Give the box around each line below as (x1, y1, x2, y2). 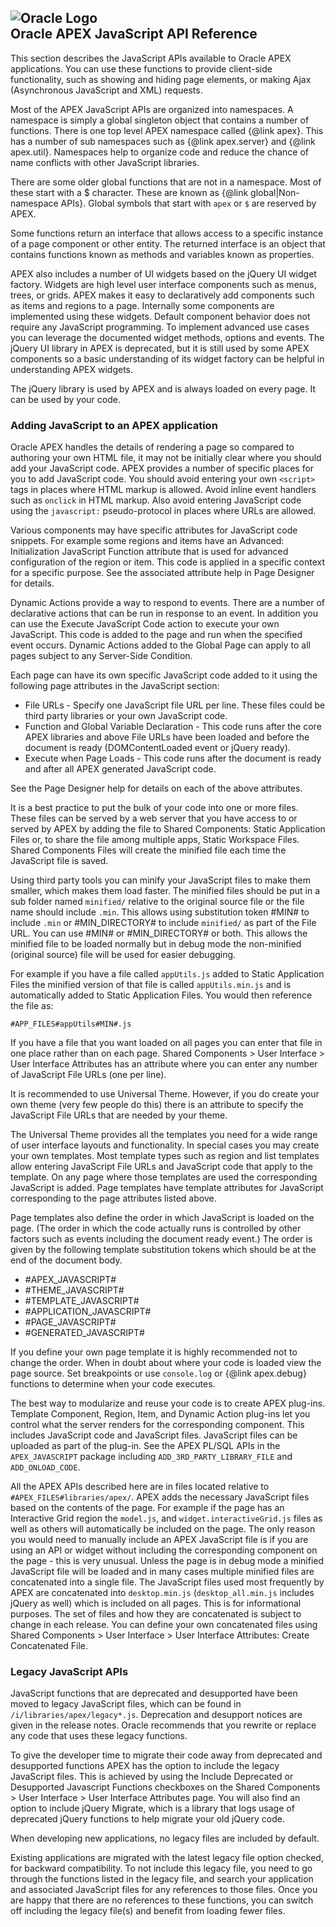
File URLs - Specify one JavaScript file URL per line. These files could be (24, 699, 326, 711)
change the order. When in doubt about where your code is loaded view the (10, 1357, 322, 1369)
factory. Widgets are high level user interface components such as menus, (10, 278, 317, 290)
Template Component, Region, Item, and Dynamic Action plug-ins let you (10, 1408, 311, 1420)
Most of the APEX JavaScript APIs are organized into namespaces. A (10, 103, 294, 115)
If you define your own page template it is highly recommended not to (10, 1346, 298, 1358)
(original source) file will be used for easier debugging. (10, 949, 237, 961)
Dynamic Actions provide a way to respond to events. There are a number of (10, 597, 326, 609)
